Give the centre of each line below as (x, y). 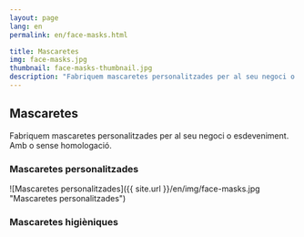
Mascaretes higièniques (64, 222)
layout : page (34, 18)
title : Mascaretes (44, 51)
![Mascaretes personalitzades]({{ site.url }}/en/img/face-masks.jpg (135, 189)
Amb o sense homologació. (61, 145)
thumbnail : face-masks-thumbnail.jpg (81, 68)
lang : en (26, 26)
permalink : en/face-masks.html (69, 35)
